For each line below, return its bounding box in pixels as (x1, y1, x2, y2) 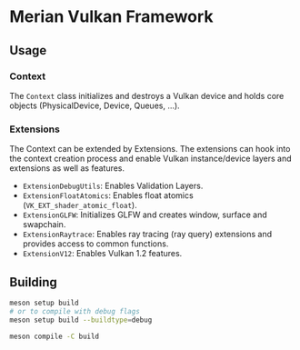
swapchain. (22, 219, 66, 230)
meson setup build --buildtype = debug (9, 315, 153, 325)
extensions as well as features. (9, 163, 125, 174)
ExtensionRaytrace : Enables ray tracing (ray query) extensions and (22, 229, 273, 240)
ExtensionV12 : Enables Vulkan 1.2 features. (22, 248, 183, 259)
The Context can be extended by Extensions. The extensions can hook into (9, 144, 291, 155)
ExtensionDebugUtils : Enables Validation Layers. (22, 180, 204, 192)
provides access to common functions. (22, 238, 169, 249)
